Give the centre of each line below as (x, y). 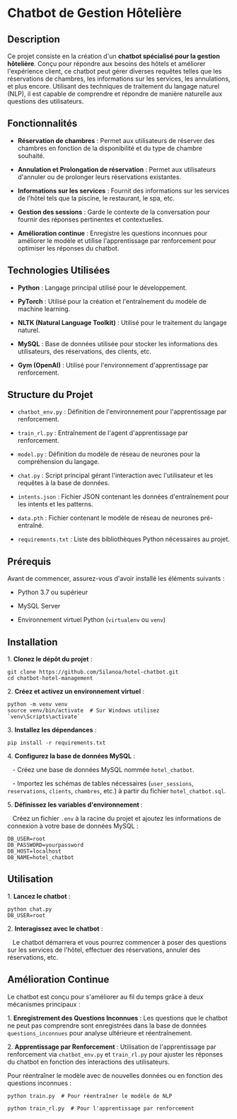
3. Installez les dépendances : (52, 730)
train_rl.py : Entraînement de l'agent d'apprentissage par (103, 433)
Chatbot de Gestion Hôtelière (94, 13)
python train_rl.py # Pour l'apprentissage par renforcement (101, 1108)
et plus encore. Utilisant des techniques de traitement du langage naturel (114, 86)
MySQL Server (39, 606)
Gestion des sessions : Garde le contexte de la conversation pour (114, 212)
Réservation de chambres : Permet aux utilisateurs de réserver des (116, 140)
